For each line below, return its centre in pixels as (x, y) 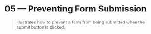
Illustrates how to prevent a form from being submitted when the (81, 22)
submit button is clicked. (41, 27)
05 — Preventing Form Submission (76, 9)
